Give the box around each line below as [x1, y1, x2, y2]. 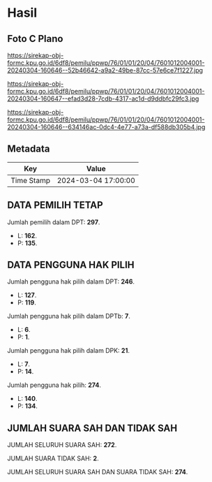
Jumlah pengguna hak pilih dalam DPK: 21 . [7, 346, 130, 355]
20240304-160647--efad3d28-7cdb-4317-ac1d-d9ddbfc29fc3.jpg [7, 94, 199, 103]
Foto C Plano [7, 33, 63, 45]
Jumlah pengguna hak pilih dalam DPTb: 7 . [7, 312, 130, 321]
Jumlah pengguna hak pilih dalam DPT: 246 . [7, 277, 135, 286]
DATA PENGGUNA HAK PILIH [7, 259, 135, 271]
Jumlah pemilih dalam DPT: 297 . [7, 218, 100, 226]
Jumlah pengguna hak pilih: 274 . [7, 381, 101, 389]
